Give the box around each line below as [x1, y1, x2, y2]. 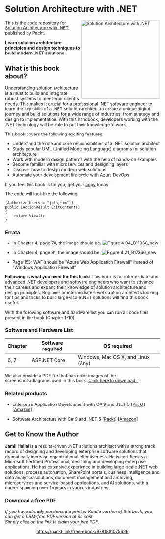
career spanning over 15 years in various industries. [5, 485, 110, 491]
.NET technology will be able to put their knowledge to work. [5, 121, 128, 127]
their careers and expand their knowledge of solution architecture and [5, 284, 147, 290]
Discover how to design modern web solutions [12, 166, 107, 172]
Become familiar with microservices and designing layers [12, 161, 128, 167]
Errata [5, 229, 21, 236]
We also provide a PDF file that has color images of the [5, 373, 116, 378]
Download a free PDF [5, 497, 56, 504]
